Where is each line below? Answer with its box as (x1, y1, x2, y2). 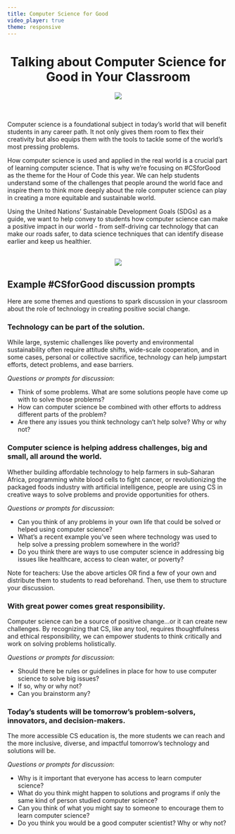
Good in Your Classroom (46, 68, 191, 85)
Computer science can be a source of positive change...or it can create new (7, 617, 228, 625)
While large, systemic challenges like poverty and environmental (7, 338, 194, 347)
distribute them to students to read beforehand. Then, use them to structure (7, 575, 227, 585)
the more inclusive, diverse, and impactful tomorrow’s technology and (7, 739, 210, 747)
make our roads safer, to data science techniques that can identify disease (7, 230, 224, 238)
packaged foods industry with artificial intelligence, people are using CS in (7, 483, 223, 491)
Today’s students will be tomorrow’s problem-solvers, (7, 707, 196, 716)
